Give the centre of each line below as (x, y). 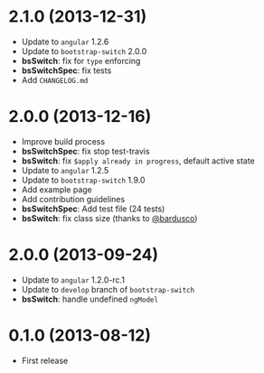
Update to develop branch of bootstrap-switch (108, 289)
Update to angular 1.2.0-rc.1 (73, 280)
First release (45, 360)
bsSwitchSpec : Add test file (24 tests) (93, 209)
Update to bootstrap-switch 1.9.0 (83, 180)
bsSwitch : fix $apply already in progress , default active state (138, 161)
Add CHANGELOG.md (55, 79)
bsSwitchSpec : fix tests (66, 70)
